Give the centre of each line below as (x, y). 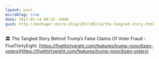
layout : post (19, 10)
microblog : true (22, 15)
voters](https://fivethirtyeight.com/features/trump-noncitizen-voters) (77, 51)
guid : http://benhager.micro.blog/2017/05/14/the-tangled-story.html (80, 24)
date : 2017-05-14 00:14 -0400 (37, 19)
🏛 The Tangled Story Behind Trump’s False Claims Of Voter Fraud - (76, 39)
